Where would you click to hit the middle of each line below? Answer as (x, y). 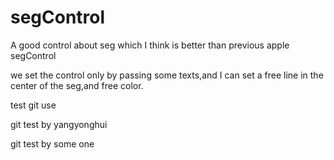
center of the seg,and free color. (77, 85)
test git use (33, 105)
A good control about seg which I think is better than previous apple (150, 45)
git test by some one (52, 143)
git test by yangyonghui (59, 124)
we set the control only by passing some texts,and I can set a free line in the (167, 75)
